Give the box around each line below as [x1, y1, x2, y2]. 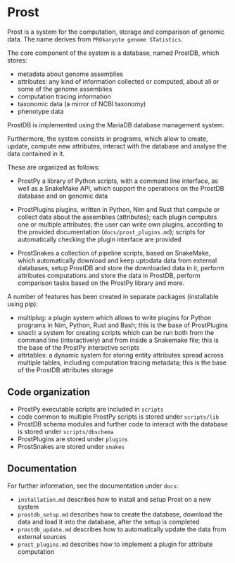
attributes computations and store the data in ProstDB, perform [17, 271, 201, 279]
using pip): [7, 300, 39, 308]
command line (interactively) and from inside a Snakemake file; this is [17, 336, 220, 344]
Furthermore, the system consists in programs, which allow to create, [7, 134, 208, 143]
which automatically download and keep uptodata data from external [17, 256, 217, 265]
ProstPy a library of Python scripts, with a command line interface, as [17, 177, 219, 185]
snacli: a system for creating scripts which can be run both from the [17, 328, 215, 336]
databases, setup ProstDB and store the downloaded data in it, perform [17, 263, 224, 272]
